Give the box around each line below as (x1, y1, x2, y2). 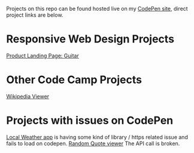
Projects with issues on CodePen (6, 114, 174, 127)
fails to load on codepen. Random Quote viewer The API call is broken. (6, 140, 180, 147)
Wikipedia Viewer (6, 93, 50, 100)
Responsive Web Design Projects (6, 32, 175, 46)
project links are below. (6, 11, 63, 19)
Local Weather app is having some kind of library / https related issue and (6, 133, 189, 140)
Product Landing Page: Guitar (6, 52, 79, 59)
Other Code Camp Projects (6, 73, 143, 87)
